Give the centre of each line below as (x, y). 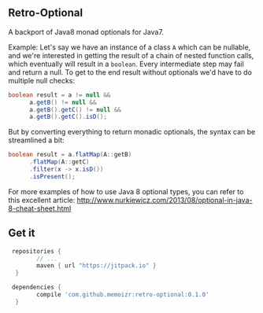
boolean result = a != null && (59, 95)
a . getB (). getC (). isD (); (68, 117)
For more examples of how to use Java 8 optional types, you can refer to (126, 191)
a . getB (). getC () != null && (75, 109)
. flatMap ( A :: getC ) (59, 162)
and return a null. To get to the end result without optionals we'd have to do (130, 72)
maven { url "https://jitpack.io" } (96, 266)
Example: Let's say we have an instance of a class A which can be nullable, (130, 47)
